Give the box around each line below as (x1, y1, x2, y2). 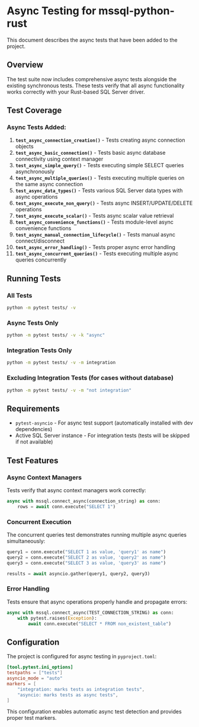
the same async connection (15, 181, 84, 188)
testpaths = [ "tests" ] (7, 670, 63, 676)
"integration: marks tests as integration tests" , (17, 686, 145, 692)
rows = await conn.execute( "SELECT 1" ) (17, 503, 116, 509)
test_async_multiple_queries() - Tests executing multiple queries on (15, 174, 185, 181)
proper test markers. (7, 715, 57, 722)
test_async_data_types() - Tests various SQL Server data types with (15, 187, 183, 194)
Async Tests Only (7, 318, 59, 327)
